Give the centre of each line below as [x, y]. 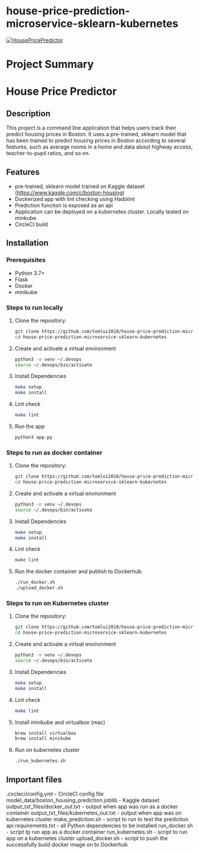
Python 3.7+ [30, 273]
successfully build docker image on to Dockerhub [67, 844]
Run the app [30, 426]
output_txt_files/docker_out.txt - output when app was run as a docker [92, 806]
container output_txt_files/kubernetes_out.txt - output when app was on [94, 813]
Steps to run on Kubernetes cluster [58, 604]
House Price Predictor [61, 92]
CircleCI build [31, 224]
